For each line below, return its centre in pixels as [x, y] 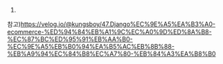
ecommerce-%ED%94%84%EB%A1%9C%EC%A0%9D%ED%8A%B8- [110, 32]
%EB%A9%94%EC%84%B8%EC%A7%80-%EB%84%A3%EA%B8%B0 [111, 54]
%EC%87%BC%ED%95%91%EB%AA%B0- [70, 39]
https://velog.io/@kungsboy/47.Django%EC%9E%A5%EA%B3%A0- [118, 24]
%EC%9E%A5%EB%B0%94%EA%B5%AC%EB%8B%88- [91, 46]
